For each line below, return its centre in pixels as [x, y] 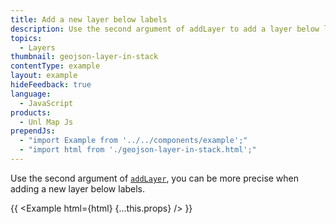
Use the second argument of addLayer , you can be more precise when [155, 178]
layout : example [44, 76]
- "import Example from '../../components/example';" [133, 141]
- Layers [37, 47]
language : [31, 94]
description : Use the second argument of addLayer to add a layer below [165, 29]
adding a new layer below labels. [78, 188]
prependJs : [33, 131]
